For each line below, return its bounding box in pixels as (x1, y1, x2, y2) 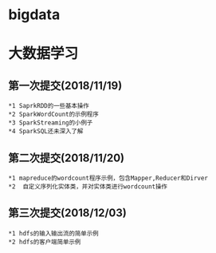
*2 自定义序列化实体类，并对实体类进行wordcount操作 (8, 183, 167, 191)
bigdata (8, 6, 61, 24)
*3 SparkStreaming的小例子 (8, 119, 93, 127)
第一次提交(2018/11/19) (8, 78, 123, 93)
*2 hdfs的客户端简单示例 (8, 238, 81, 246)
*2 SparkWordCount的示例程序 (8, 110, 100, 119)
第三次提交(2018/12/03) (8, 206, 128, 220)
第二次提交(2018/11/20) (8, 151, 125, 164)
